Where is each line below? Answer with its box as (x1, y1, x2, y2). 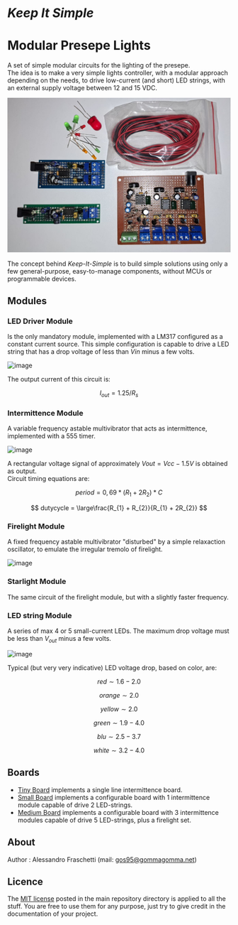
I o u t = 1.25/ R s (99, 389, 139, 399)
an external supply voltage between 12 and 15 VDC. (7, 84, 158, 92)
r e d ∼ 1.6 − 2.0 (96, 677, 142, 686)
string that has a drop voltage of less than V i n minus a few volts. (7, 347, 195, 356)
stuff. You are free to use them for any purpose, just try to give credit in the (7, 902, 226, 911)
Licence (7, 875, 44, 887)
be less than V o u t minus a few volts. (7, 634, 112, 644)
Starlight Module (7, 577, 67, 587)
